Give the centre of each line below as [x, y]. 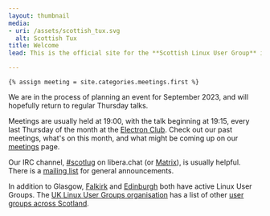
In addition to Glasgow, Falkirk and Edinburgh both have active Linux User [130, 186]
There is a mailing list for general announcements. [91, 171]
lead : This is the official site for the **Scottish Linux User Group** [133, 53]
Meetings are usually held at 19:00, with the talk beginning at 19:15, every [129, 121]
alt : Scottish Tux [47, 38]
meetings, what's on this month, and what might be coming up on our [123, 138]
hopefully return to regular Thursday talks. [78, 106]
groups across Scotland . [49, 203]
